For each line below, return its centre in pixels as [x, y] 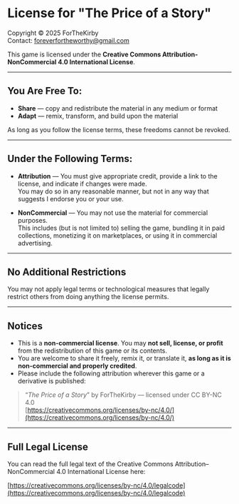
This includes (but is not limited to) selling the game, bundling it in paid [121, 228]
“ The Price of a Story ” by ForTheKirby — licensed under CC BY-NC [123, 395]
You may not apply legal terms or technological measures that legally [108, 289]
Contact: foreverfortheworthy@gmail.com [69, 40]
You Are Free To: [45, 91]
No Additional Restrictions [67, 272]
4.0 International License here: [101, 472]
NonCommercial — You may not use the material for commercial [113, 213]
